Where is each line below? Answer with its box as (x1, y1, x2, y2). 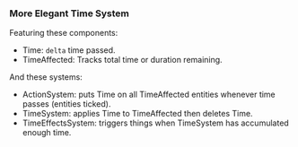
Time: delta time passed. (22, 45, 116, 56)
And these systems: (9, 72, 83, 82)
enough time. (22, 127, 72, 138)
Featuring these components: (9, 28, 118, 39)
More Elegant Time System (9, 7, 130, 20)
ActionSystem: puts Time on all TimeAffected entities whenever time (22, 89, 276, 100)
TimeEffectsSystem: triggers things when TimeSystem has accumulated (22, 117, 289, 128)
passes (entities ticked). (22, 99, 111, 109)
